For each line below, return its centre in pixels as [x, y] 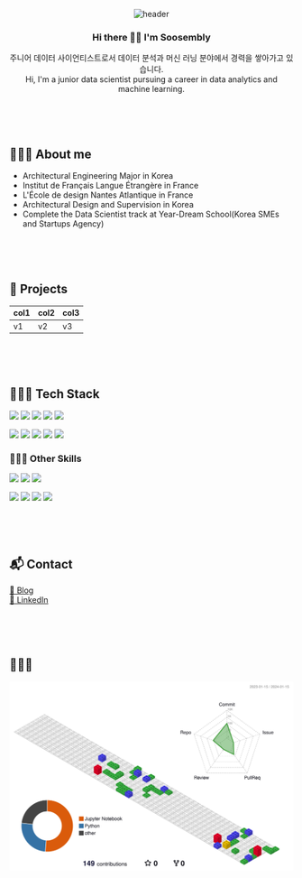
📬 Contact [41, 564]
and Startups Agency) [63, 224]
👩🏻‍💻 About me [50, 154]
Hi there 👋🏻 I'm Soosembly [151, 37]
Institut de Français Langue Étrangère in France [110, 186]
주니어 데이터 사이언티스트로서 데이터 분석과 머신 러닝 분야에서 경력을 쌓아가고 [146, 58]
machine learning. [151, 89]
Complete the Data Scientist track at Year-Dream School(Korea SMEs [151, 214]
